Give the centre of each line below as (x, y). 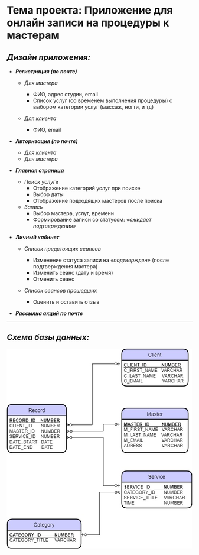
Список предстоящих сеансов (62, 249)
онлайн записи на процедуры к (88, 23)
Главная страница (40, 170)
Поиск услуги (41, 182)
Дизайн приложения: (49, 57)
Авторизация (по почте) (47, 141)
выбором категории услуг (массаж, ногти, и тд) (93, 107)
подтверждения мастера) (65, 266)
